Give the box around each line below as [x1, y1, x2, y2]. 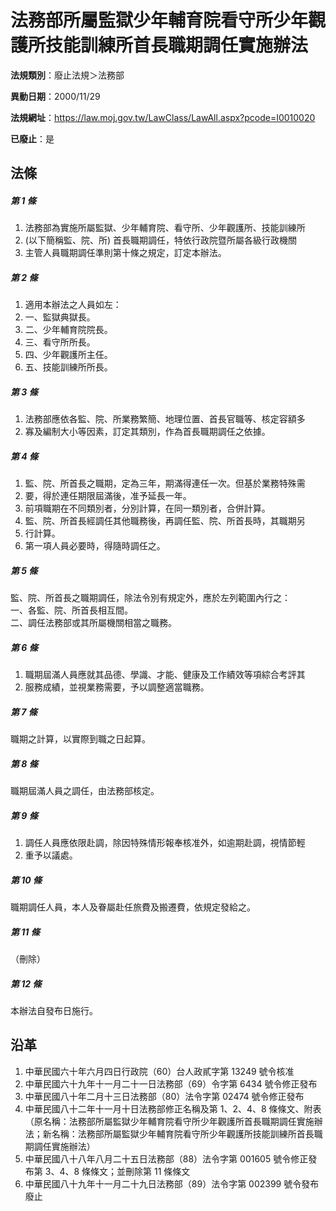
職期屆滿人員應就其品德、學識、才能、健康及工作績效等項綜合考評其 [24, 669, 306, 681]
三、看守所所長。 [24, 336, 96, 348]
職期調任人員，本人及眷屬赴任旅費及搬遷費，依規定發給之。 [10, 901, 256, 913]
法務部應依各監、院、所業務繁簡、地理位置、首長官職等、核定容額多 [24, 413, 306, 425]
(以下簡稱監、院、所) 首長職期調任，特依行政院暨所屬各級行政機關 [24, 234, 297, 246]
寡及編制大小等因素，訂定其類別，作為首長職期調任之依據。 [24, 426, 271, 438]
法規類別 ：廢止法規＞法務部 [10, 69, 125, 81]
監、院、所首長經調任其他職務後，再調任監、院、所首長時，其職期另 [24, 515, 306, 527]
